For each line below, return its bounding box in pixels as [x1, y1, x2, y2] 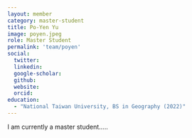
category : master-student [7, 17, 84, 24]
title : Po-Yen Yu [7, 23, 59, 31]
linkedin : [14, 63, 43, 70]
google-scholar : [14, 70, 62, 77]
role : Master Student [7, 37, 72, 44]
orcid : [14, 90, 33, 97]
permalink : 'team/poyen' [7, 43, 81, 51]
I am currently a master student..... [7, 122, 108, 131]
